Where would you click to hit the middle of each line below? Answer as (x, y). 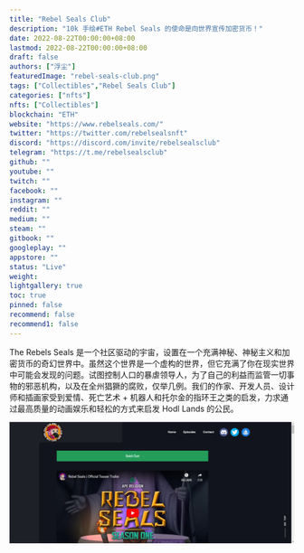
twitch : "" (30, 181)
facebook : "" (34, 191)
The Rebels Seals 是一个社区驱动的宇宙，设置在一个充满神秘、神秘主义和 (146, 351)
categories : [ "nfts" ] (50, 95)
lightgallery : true (46, 286)
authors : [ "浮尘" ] (43, 67)
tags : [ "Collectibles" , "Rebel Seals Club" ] (93, 86)
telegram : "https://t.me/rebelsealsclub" (89, 153)
